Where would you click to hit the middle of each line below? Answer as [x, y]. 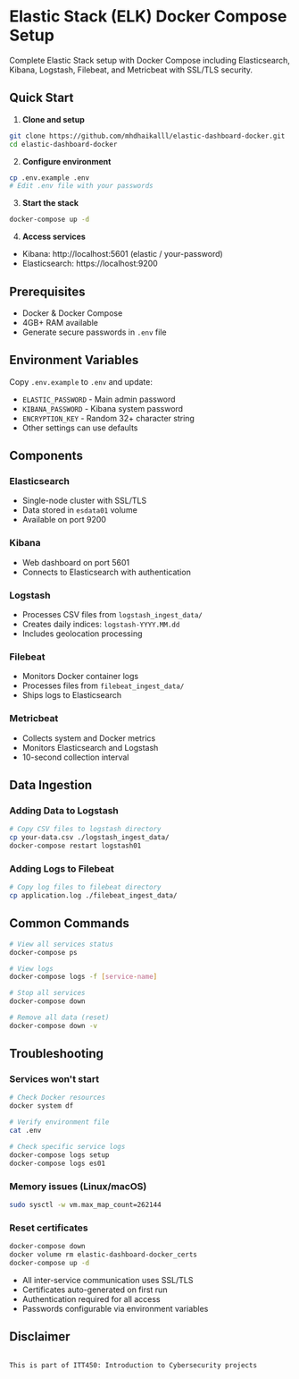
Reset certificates [49, 1228]
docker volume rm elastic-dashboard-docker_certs [104, 1255]
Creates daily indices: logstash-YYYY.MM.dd [101, 625]
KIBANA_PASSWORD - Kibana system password [103, 408]
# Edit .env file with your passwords [81, 186]
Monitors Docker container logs [80, 677]
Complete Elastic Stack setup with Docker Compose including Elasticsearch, [149, 60]
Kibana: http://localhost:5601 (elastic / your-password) [122, 254]
